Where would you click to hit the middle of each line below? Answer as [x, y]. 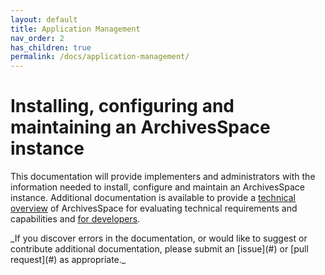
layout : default [44, 19]
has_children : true [51, 47]
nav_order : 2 [37, 38]
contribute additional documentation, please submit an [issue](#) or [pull [159, 249]
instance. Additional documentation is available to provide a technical [153, 198]
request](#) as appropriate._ [68, 260]
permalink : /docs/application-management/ [100, 57]
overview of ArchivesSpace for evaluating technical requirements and [154, 208]
